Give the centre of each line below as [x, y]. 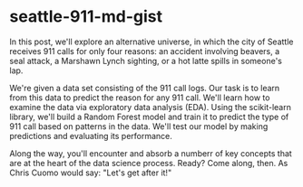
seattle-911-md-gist [86, 17]
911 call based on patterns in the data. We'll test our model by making [139, 126]
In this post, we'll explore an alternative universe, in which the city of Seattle [151, 42]
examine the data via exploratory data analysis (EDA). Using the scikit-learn [151, 107]
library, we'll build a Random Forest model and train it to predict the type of [149, 117]
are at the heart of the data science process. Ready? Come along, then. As [149, 163]
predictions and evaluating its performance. [91, 136]
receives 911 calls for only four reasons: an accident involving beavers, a [145, 51]
